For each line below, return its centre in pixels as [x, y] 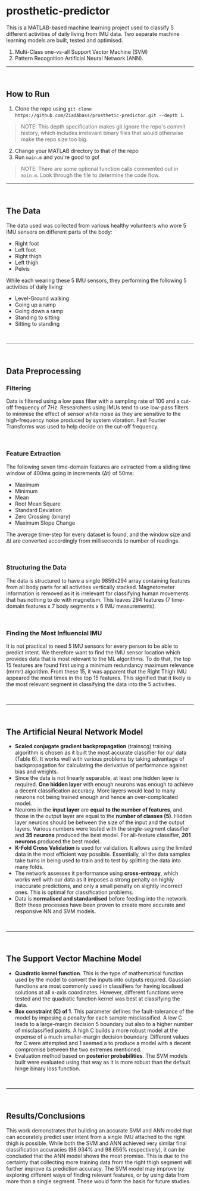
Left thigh [26, 262]
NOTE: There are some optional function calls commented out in [99, 169]
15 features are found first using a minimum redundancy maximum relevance [100, 665]
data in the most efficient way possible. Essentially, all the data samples [102, 854]
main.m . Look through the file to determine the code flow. [90, 175]
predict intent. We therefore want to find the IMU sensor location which [93, 653]
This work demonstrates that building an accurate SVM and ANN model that [99, 1130]
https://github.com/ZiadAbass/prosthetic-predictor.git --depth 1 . [99, 115]
